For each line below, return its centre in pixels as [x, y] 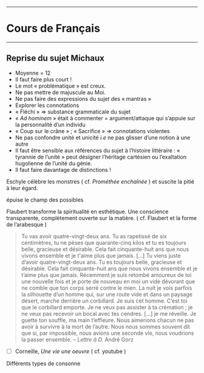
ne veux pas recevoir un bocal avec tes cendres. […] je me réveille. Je [109, 313]
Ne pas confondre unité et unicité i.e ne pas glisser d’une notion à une [103, 137]
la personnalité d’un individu [50, 125]
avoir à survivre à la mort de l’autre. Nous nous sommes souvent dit [105, 326]
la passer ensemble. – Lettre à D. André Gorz [77, 339]
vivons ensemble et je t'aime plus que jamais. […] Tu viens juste [101, 255]
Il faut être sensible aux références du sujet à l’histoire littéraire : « [97, 150]
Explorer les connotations [47, 105]
